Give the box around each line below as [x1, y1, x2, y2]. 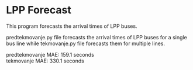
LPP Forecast [6, 3, 71, 17]
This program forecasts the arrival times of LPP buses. [6, 23, 137, 30]
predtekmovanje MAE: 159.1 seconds [6, 51, 95, 58]
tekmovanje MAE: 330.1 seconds [6, 57, 85, 64]
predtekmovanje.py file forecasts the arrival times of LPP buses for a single [6, 34, 187, 40]
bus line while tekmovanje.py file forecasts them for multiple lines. [6, 40, 166, 47]
